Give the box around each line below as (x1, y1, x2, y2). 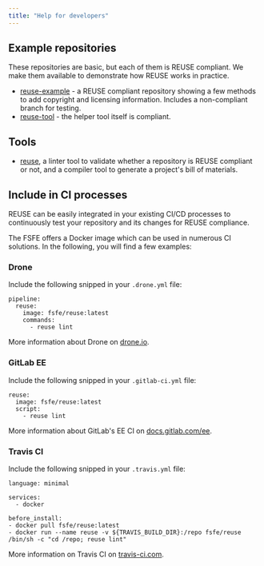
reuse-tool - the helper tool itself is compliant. (19, 112, 171, 122)
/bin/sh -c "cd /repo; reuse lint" (8, 535, 127, 544)
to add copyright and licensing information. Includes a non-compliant (19, 95, 248, 105)
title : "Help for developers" (8, 11, 110, 20)
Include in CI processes (8, 188, 128, 201)
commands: (22, 317, 56, 325)
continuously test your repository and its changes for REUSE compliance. (8, 217, 250, 228)
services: (8, 493, 42, 501)
